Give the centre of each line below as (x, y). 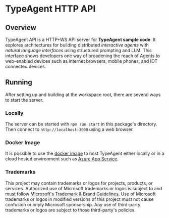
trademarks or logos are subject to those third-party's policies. (70, 210)
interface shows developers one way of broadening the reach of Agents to (83, 56)
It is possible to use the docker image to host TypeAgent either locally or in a (85, 154)
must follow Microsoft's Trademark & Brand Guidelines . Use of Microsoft (80, 194)
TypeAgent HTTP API (50, 9)
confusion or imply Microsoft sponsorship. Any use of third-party (73, 204)
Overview (21, 28)
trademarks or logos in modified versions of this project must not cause (79, 199)
